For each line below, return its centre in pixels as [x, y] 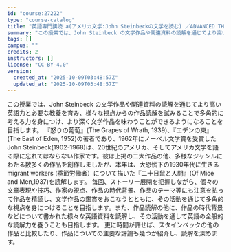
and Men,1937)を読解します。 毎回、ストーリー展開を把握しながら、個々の [113, 182]
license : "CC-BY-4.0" [38, 65]
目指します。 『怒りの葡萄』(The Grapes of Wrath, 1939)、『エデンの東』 [110, 130]
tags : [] [20, 39]
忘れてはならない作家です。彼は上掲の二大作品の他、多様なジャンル [121, 156]
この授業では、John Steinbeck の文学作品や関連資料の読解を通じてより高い [114, 105]
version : [20, 71]
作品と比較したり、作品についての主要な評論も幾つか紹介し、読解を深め [109, 233]
